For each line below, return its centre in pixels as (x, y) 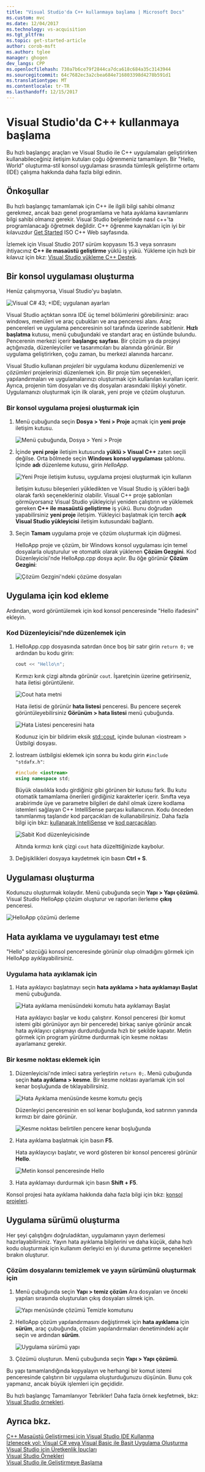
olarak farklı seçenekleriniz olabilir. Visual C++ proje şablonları (94, 495)
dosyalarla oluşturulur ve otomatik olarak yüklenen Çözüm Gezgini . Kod (106, 551)
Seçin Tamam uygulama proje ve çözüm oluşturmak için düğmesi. (98, 533)
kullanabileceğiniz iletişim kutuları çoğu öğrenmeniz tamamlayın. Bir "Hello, (101, 159)
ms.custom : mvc (26, 18)
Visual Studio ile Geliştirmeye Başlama (54, 1462)
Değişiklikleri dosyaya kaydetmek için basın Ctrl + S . (81, 859)
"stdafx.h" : (30, 761)
